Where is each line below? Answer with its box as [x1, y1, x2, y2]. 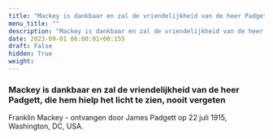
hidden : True [8, 50, 53, 58]
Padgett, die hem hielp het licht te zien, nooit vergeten [8, 94, 226, 106]
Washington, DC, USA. [8, 121, 84, 131]
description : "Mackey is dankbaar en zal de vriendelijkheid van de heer [8, 27, 264, 35]
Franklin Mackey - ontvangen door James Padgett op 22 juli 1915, [8, 113, 227, 123]
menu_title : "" [8, 20, 60, 28]
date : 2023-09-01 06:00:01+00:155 [8, 34, 126, 43]
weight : [8, 58, 35, 66]
